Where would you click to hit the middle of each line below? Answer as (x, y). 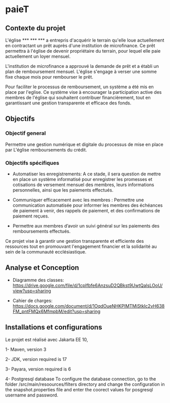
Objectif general (26, 133)
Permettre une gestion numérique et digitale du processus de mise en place (84, 144)
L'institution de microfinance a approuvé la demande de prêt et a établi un (82, 66)
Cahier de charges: (32, 301)
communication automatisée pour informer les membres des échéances (88, 205)
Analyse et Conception (42, 268)
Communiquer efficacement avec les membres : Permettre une (78, 200)
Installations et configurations (54, 327)
